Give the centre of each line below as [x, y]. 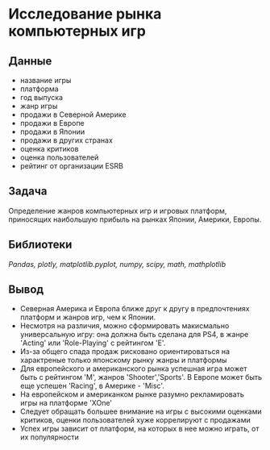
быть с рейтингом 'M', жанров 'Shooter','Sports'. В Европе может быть [141, 377]
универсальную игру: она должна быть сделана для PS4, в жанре [134, 335]
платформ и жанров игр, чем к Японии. [88, 317]
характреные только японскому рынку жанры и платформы [123, 360]
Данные [30, 61]
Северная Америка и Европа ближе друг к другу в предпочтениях [135, 309]
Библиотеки [40, 245]
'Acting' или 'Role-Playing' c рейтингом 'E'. [93, 343]
